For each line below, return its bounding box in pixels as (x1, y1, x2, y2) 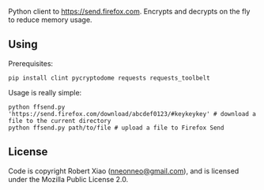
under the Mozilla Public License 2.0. (8, 174, 129, 184)
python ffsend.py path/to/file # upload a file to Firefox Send (8, 124, 224, 132)
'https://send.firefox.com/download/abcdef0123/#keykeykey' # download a (8, 110, 257, 117)
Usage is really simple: (8, 88, 82, 97)
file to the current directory (8, 117, 111, 125)
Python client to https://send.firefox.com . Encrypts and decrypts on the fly (8, 7, 251, 16)
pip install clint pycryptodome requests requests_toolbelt (8, 74, 211, 82)
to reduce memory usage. (8, 15, 92, 24)
